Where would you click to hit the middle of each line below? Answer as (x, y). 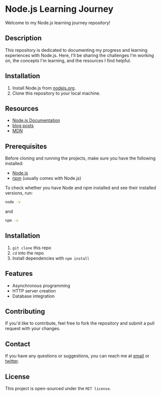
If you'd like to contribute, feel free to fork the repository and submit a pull (80, 323)
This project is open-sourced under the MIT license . (58, 388)
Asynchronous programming (41, 285)
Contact (18, 344)
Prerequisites (26, 146)
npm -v (12, 221)
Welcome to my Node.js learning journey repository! (58, 23)
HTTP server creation (34, 291)
